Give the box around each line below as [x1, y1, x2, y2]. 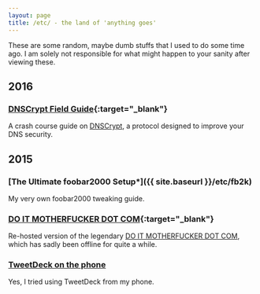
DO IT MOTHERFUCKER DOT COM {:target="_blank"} [8, 213, 214, 224]
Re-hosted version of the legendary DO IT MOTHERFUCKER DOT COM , [8, 231, 240, 241]
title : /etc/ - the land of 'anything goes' [8, 19, 157, 27]
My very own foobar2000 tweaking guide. [8, 193, 145, 203]
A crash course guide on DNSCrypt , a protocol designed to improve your [8, 121, 244, 130]
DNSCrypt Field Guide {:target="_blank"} [8, 103, 168, 114]
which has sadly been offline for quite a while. [8, 240, 158, 249]
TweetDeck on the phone [8, 259, 106, 270]
